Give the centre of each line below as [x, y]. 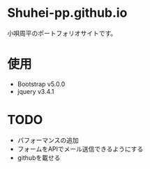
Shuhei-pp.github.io [67, 13]
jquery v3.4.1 [36, 91]
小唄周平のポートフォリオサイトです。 [62, 33]
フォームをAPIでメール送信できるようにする [80, 149]
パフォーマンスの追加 [48, 140]
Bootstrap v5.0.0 [41, 84]
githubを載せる [39, 157]
